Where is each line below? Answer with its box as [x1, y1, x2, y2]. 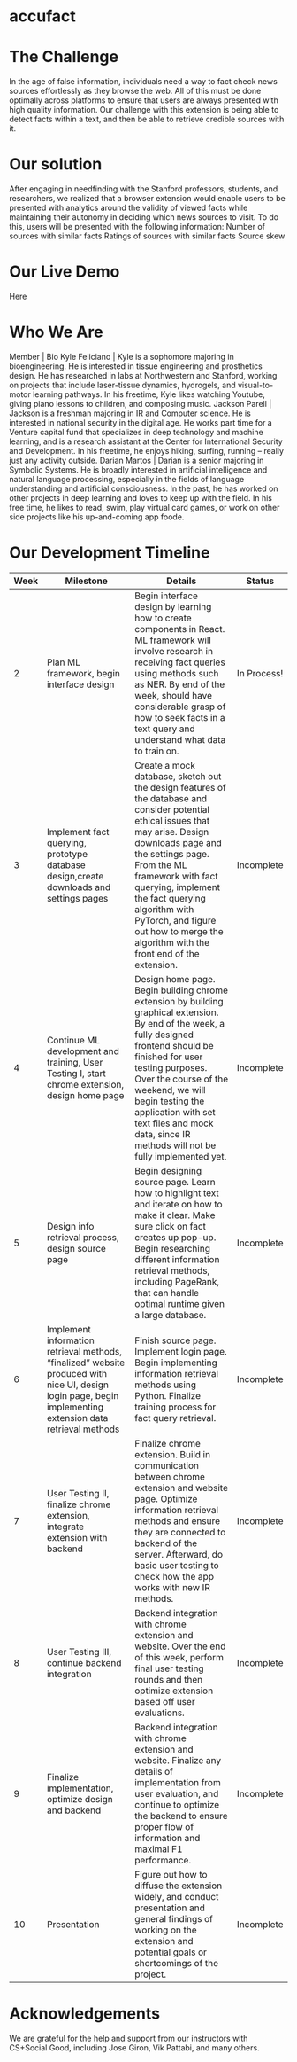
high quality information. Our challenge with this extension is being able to [9, 105, 279, 115]
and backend [47, 1804, 102, 1816]
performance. [133, 1854, 192, 1866]
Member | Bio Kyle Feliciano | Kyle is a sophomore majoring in [9, 351, 234, 362]
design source [47, 1242, 106, 1254]
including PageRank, [133, 1275, 220, 1287]
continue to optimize [133, 1798, 220, 1810]
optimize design [47, 1793, 113, 1805]
